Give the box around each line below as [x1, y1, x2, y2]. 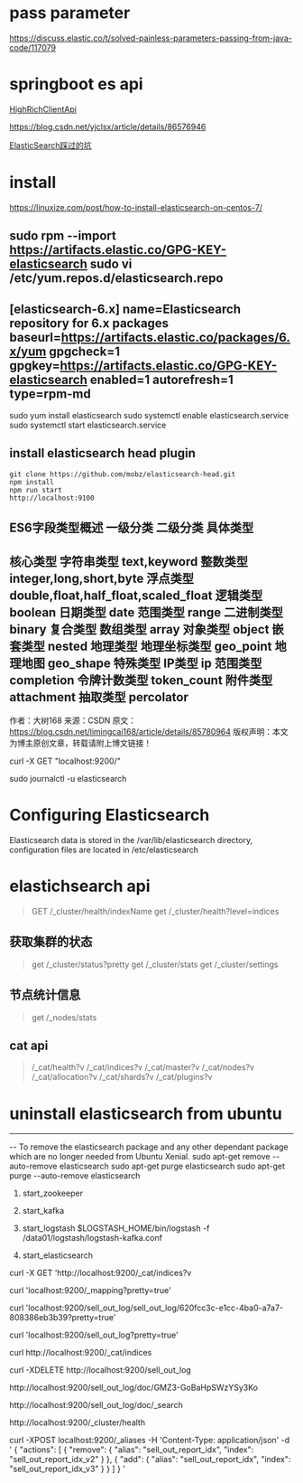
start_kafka [22, 1206, 65, 1216]
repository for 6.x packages [9, 315, 170, 331]
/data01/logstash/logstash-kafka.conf [22, 1233, 162, 1244]
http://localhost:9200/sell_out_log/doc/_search [9, 1400, 183, 1411]
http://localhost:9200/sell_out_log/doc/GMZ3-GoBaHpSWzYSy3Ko [9, 1382, 259, 1394]
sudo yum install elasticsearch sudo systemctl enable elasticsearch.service [9, 410, 289, 421]
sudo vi [89, 257, 133, 272]
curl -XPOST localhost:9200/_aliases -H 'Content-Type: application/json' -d [9, 1435, 290, 1446]
